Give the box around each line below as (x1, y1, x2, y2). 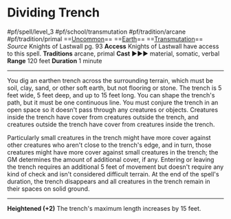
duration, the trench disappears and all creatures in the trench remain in (7, 177, 211, 185)
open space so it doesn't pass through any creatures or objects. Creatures (7, 105, 219, 114)
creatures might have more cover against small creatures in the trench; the (7, 148, 219, 156)
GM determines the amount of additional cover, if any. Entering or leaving (7, 155, 214, 163)
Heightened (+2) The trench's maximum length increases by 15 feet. (7, 204, 201, 212)
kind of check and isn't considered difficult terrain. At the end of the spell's (7, 170, 219, 178)
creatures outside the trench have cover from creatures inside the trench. (7, 120, 215, 128)
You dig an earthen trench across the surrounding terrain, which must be (7, 76, 213, 84)
